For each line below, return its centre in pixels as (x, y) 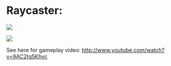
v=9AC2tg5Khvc (27, 56)
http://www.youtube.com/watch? (123, 50)
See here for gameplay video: (43, 50)
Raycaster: (35, 11)
